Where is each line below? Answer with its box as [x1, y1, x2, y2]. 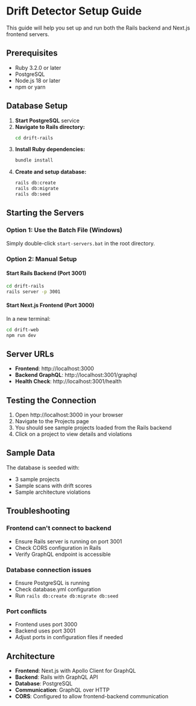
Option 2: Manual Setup [6, 254, 77, 263]
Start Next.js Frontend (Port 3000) [6, 301, 95, 309]
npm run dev [6, 332, 36, 338]
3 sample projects [14, 475, 60, 483]
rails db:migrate [14, 186, 59, 192]
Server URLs [6, 348, 54, 359]
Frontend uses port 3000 [14, 621, 78, 628]
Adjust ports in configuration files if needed [14, 634, 124, 641]
